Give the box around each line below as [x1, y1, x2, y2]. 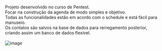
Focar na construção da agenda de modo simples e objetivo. [5, 9, 126, 15]
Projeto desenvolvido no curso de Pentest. [5, 4, 90, 10]
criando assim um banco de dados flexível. [5, 30, 91, 35]
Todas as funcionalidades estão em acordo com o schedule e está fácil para [5, 15, 158, 20]
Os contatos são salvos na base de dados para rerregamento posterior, [5, 25, 147, 31]
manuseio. [5, 19, 26, 25]
